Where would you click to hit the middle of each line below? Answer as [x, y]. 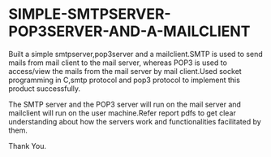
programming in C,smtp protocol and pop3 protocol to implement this [125, 80]
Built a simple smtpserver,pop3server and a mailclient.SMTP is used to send [136, 54]
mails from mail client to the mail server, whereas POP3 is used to [118, 63]
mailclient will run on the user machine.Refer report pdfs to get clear [123, 113]
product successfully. [45, 88]
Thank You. [28, 146]
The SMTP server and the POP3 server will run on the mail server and [125, 104]
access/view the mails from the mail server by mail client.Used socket [125, 71]
